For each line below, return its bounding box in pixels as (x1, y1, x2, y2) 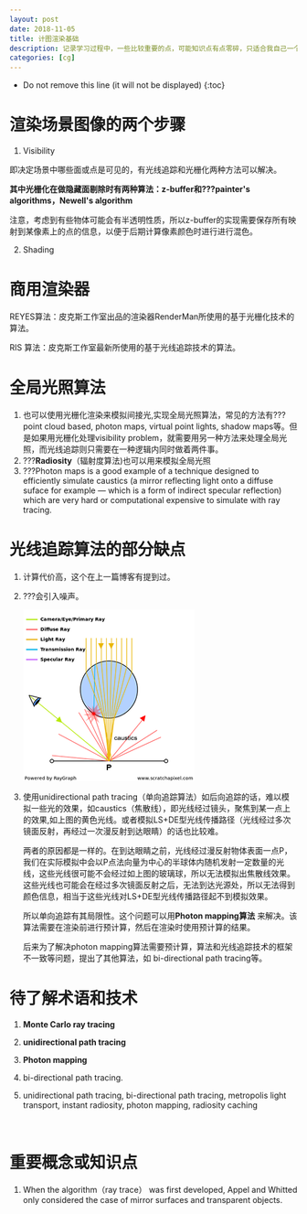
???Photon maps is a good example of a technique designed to (22, 465, 259, 476)
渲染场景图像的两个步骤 (9, 114, 186, 135)
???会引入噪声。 (22, 590, 84, 601)
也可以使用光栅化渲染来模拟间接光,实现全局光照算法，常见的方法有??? (22, 409, 286, 420)
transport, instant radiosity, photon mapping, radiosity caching (22, 1099, 259, 1111)
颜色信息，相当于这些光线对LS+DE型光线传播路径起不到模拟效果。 (22, 890, 273, 901)
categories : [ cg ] (9, 53, 76, 63)
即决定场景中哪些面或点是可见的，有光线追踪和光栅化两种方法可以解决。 (9, 165, 281, 176)
